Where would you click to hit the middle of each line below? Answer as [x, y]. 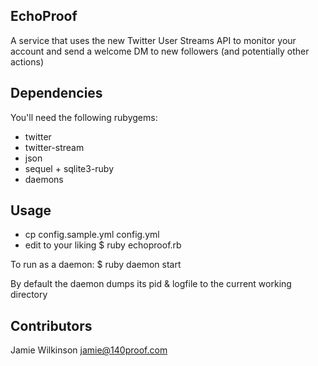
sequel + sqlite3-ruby [69, 168]
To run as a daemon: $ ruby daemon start [96, 265]
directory [29, 295]
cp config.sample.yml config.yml [92, 235]
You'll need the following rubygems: [84, 117]
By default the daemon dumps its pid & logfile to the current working [151, 284]
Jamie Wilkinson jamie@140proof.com [89, 350]
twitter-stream [54, 147]
